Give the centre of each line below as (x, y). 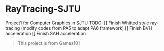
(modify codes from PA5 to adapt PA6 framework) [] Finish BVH (87, 28)
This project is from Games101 (49, 43)
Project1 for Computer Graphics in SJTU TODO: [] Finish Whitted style (77, 23)
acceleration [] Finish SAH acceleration (46, 33)
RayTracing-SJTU (43, 9)
